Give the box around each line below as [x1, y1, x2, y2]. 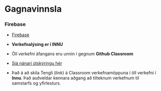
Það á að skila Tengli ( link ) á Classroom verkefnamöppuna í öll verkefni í [11, 70, 157, 76]
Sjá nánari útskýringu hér [11, 60, 62, 67]
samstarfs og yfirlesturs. [11, 80, 61, 86]
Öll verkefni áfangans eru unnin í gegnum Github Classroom [11, 51, 134, 57]
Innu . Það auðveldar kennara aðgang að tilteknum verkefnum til [11, 75, 140, 81]
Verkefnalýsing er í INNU [11, 42, 63, 47]
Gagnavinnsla [4, 3, 62, 15]
